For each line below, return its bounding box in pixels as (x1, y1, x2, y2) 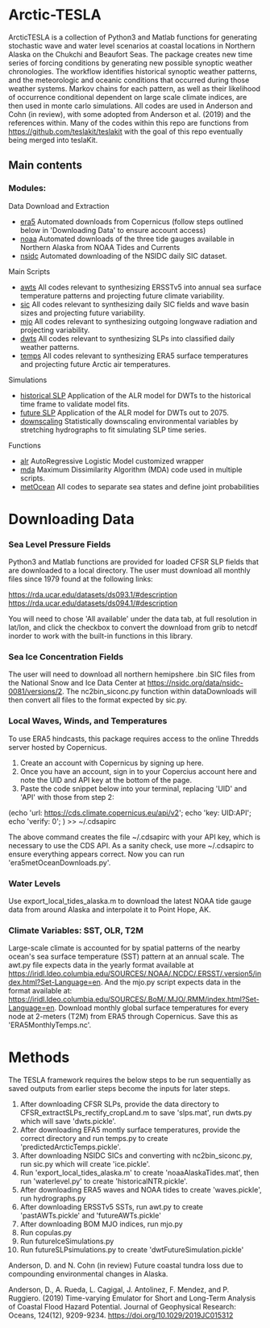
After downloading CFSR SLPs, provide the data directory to (19, 1099, 220, 1109)
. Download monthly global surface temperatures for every (54, 1003, 249, 1013)
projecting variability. (19, 325, 90, 335)
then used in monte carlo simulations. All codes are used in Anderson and (8, 101, 253, 110)
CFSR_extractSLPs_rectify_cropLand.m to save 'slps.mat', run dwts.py (19, 1108, 252, 1118)
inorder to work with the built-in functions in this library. (8, 631, 193, 641)
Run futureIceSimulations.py (19, 1236, 114, 1247)
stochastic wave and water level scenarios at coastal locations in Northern (8, 40, 255, 50)
